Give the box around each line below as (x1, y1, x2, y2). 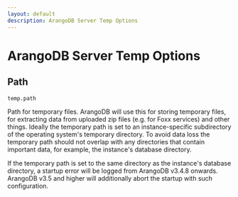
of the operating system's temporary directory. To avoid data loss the (7, 129, 210, 139)
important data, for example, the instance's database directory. (7, 145, 192, 154)
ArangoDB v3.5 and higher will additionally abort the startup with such (7, 174, 213, 182)
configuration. (7, 181, 48, 190)
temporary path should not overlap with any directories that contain (7, 137, 205, 146)
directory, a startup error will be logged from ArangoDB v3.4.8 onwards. (7, 166, 218, 175)
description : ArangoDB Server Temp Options (7, 17, 139, 24)
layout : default (7, 10, 55, 18)
